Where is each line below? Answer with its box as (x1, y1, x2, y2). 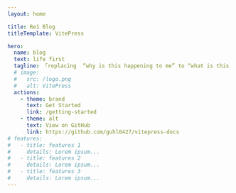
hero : (7, 43, 23, 50)
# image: (14, 69, 40, 76)
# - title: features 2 (7, 155, 81, 162)
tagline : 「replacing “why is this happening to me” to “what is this (14, 62, 230, 70)
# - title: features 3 (7, 168, 81, 175)
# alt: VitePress (14, 82, 72, 89)
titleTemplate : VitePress (7, 30, 84, 37)
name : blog (14, 49, 46, 57)
